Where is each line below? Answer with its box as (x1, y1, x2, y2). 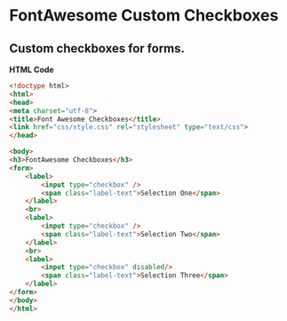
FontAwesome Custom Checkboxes (9, 5, 279, 26)
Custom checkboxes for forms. (9, 41, 185, 56)
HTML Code (9, 64, 55, 75)
